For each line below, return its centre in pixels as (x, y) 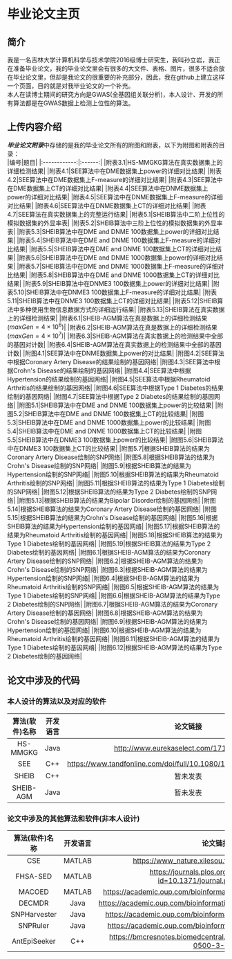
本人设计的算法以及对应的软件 (57, 701)
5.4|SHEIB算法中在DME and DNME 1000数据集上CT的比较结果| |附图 (105, 431)
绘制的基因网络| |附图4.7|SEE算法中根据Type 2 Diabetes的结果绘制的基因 (111, 397)
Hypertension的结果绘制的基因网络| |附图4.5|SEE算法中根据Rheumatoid (109, 379)
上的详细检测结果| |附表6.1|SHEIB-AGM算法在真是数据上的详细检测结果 (107, 318)
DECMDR (33, 903)
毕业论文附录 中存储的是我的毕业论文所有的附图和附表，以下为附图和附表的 (113, 145)
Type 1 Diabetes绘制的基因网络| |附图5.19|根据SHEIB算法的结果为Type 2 (109, 544)
